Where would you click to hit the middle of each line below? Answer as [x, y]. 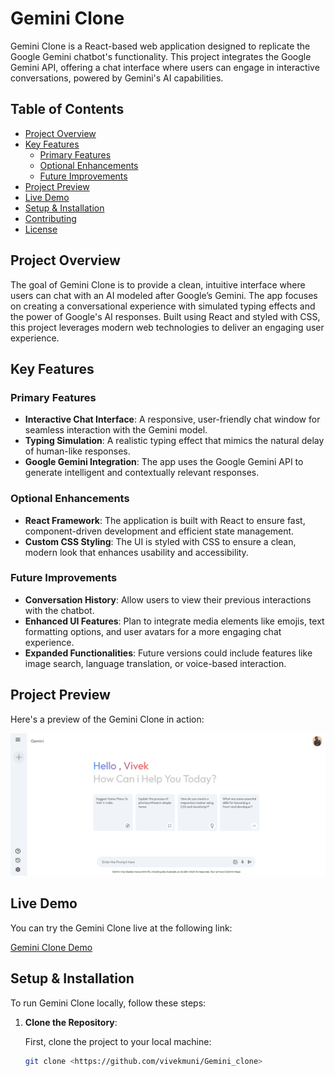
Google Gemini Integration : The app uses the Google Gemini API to [164, 462]
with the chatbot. [59, 610]
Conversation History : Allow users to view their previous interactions [168, 599]
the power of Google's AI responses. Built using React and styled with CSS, [165, 316]
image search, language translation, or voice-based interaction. [155, 663]
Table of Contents [67, 109]
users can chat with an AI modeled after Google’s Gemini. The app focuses [164, 295]
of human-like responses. [77, 451]
